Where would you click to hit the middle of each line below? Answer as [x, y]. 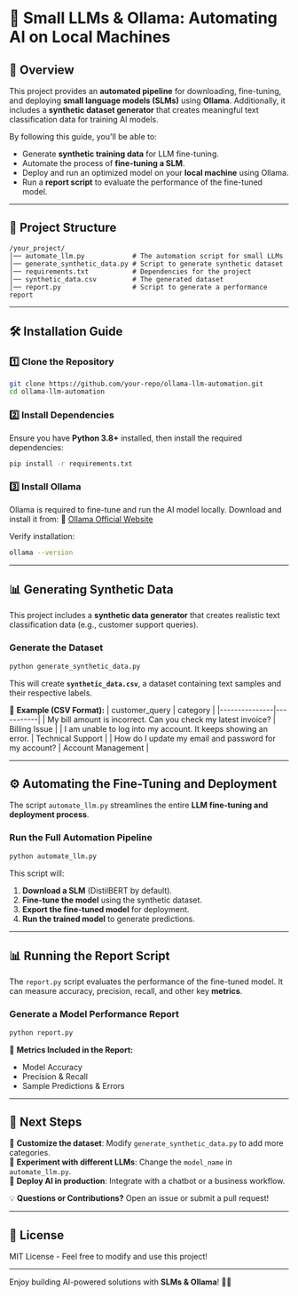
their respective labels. [51, 693]
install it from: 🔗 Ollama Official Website [81, 519]
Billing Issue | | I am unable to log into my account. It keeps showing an [139, 728]
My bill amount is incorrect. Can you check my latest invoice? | [162, 720]
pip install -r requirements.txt [71, 464]
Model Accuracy [52, 1067]
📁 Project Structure [63, 228]
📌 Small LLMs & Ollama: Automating [143, 18]
